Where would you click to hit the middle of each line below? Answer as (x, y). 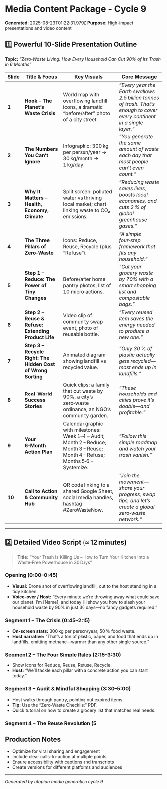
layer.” (127, 129)
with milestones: (82, 430)
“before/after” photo (86, 113)
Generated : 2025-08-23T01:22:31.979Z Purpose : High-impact (69, 23)
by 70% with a (136, 279)
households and (138, 394)
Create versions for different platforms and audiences (67, 767)
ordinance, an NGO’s (87, 409)
